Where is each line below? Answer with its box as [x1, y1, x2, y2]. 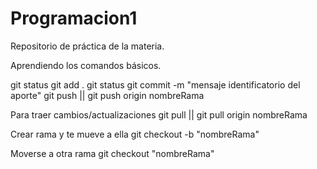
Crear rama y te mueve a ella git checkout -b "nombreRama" [10, 128, 260, 140]
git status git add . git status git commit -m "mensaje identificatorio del [10, 78, 301, 91]
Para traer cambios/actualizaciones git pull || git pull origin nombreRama [10, 108, 308, 121]
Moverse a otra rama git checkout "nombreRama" [10, 147, 215, 159]
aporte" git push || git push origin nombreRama [10, 89, 205, 101]
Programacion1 [10, 7, 138, 30]
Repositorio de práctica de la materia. [10, 40, 165, 52]
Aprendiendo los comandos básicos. [10, 59, 162, 71]
